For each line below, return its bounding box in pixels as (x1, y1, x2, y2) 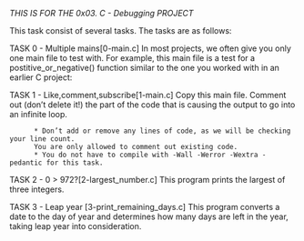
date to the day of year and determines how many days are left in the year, (9, 211, 289, 222)
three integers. (9, 184, 65, 195)
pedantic (9, 158, 43, 167)
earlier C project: (9, 72, 73, 83)
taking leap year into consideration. (9, 221, 142, 231)
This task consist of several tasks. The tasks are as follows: (9, 25, 232, 35)
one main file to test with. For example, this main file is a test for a (9, 53, 256, 63)
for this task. (46, 158, 104, 167)
